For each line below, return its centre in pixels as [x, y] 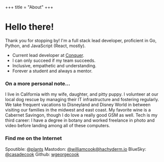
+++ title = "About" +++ [29, 7]
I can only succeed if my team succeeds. [54, 60]
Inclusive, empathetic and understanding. [54, 65]
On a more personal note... [38, 83]
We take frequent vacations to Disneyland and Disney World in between [78, 105]
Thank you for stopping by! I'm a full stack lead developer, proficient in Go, [81, 40]
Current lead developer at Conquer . [48, 55]
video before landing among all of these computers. [58, 126]
